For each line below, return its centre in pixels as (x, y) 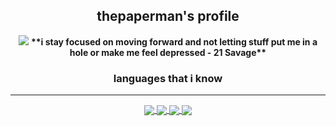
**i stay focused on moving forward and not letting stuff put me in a (174, 41)
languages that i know (168, 78)
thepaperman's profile (168, 16)
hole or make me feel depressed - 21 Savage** (168, 52)
